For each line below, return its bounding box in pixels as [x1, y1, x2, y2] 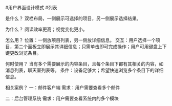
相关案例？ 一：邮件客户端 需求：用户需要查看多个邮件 [5, 84, 120, 91]
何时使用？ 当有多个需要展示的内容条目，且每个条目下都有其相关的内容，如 [5, 61, 164, 67]
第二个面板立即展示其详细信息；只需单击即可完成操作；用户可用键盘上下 [14, 44, 167, 50]
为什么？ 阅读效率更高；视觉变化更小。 [5, 26, 88, 32]
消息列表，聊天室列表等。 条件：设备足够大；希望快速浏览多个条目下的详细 [5, 67, 164, 73]
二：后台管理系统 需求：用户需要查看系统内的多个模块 [5, 95, 119, 101]
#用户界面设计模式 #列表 [5, 5, 57, 10]
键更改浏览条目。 [5, 50, 41, 56]
